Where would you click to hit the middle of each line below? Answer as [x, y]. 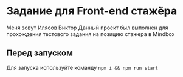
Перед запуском [40, 53]
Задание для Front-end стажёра [92, 11]
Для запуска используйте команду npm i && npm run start [82, 67]
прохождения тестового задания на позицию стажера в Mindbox [91, 34]
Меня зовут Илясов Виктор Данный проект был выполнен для [87, 28]
